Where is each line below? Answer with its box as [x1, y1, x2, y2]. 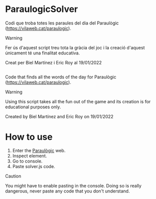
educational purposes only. [5, 104, 61, 110]
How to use [5, 131, 53, 143]
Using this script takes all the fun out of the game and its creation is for [5, 99, 151, 105]
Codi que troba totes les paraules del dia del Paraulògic [5, 20, 119, 26]
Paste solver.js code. [12, 164, 55, 170]
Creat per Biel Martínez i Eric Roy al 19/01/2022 [5, 59, 102, 65]
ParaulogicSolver [5, 3, 78, 15]
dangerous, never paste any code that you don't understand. [5, 188, 130, 194]
